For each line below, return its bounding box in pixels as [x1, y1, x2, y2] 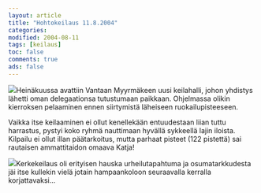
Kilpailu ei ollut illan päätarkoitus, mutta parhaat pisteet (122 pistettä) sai [8, 134, 242, 143]
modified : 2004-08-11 [8, 33, 80, 42]
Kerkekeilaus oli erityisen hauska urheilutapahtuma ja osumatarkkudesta [16, 158, 252, 168]
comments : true [8, 56, 58, 64]
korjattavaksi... [8, 175, 56, 185]
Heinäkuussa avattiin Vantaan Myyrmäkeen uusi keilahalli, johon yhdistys [16, 85, 254, 95]
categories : [8, 26, 47, 34]
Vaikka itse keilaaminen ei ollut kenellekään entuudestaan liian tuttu [8, 117, 226, 127]
